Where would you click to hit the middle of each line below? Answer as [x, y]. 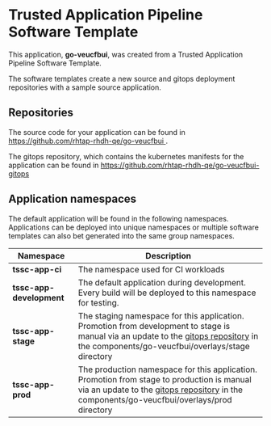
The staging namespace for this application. [161, 315]
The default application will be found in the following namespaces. [119, 218]
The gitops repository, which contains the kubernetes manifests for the [126, 156]
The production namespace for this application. [168, 369]
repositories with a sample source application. [85, 87]
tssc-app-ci [37, 269]
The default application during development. [162, 282]
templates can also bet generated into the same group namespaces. [122, 235]
